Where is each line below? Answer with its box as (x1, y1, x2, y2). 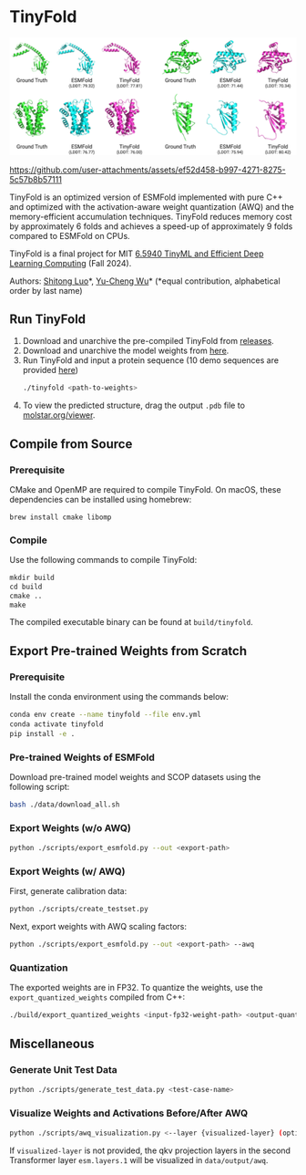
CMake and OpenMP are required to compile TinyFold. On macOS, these (9, 484, 281, 495)
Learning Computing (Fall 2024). (9, 257, 132, 268)
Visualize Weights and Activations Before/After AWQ (9, 1107, 249, 1119)
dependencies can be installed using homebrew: (9, 494, 192, 505)
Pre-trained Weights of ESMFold (9, 751, 155, 764)
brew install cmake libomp (9, 513, 112, 522)
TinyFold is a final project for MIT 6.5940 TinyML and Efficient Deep (9, 248, 264, 259)
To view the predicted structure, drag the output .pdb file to (22, 400, 246, 411)
